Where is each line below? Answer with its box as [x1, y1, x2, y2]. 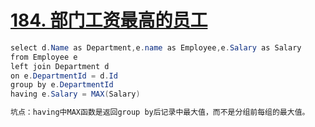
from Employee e [10, 52, 78, 62]
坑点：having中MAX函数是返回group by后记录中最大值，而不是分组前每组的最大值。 [10, 107, 310, 118]
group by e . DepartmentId [10, 80, 114, 90]
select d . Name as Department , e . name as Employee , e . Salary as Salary [10, 42, 302, 53]
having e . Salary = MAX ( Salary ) [10, 89, 141, 100]
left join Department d [10, 61, 110, 71]
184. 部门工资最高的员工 [10, 9, 208, 32]
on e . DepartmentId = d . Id [10, 71, 118, 81]
